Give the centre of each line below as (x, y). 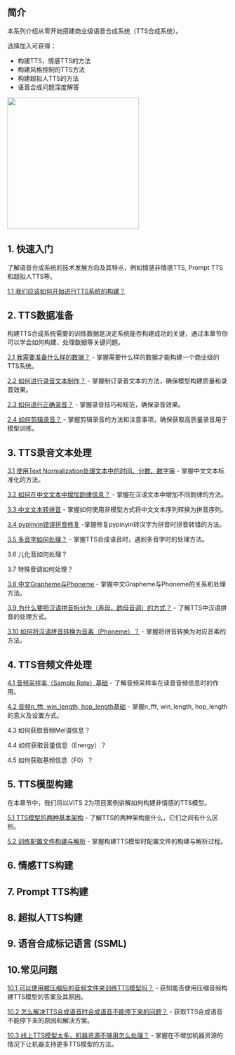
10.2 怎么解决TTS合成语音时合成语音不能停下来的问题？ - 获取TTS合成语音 (115, 1012)
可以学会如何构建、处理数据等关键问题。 (66, 342)
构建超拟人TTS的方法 (48, 78)
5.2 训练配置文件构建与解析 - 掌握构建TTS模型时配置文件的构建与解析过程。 (117, 841)
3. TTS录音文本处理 (50, 453)
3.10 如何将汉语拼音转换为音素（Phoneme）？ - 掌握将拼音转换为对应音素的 (117, 631)
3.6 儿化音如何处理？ (38, 554)
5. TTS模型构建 (40, 784)
